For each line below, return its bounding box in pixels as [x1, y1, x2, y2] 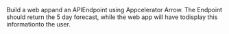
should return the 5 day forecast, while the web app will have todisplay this [6, 13, 218, 21]
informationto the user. [6, 20, 71, 28]
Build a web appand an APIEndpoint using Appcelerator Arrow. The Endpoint [6, 6, 223, 14]
